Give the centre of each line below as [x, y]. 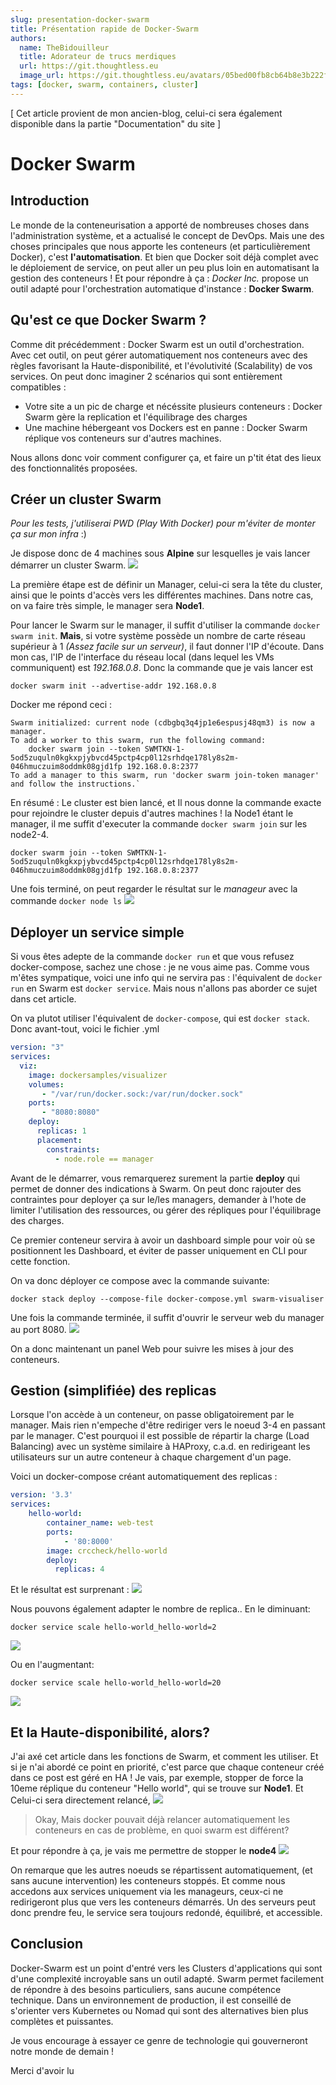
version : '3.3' [42, 1495]
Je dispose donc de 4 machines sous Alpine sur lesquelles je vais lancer [160, 553]
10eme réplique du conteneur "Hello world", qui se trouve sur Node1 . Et [157, 1788]
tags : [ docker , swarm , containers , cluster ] [104, 85]
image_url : [42, 76]
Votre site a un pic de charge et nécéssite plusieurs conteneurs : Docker [173, 406]
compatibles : [38, 387]
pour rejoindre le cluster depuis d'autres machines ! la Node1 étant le [152, 813]
